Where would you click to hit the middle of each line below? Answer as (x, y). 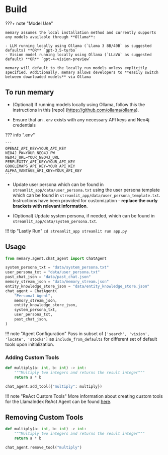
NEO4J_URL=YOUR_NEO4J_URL (32, 157)
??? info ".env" (20, 134)
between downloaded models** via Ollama (48, 77)
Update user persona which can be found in (58, 184)
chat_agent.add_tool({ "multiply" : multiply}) (54, 386)
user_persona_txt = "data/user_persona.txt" (53, 272)
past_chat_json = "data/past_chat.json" (48, 277)
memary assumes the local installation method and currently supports (81, 32)
